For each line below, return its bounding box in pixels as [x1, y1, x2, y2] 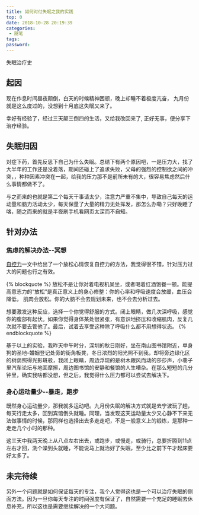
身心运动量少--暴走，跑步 [6, 388, 79, 396]
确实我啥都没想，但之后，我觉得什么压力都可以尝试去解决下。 [21, 371, 172, 379]
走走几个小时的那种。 [6, 425, 58, 432]
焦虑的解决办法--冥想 [6, 246, 67, 254]
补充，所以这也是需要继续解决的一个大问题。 [11, 503, 120, 510]
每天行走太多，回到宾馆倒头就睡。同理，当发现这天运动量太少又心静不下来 [6, 410, 188, 417]
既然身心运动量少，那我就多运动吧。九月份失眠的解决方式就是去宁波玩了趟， [6, 402, 193, 409]
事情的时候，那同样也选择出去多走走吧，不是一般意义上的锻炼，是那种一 [16, 417, 193, 424]
